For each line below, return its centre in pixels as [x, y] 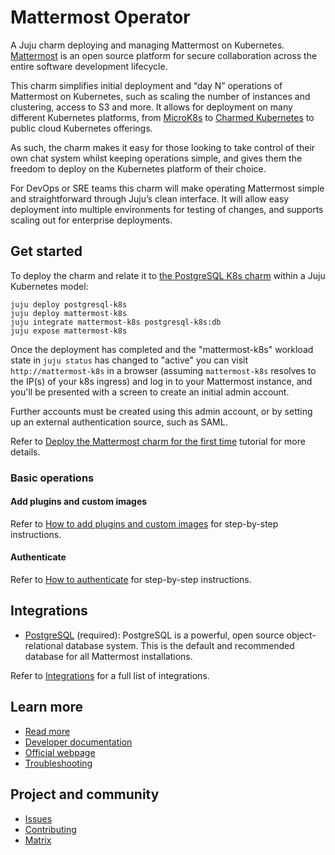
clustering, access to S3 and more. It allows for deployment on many [151, 107]
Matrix [38, 840]
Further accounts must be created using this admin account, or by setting [161, 411]
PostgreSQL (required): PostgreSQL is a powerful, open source [154, 635]
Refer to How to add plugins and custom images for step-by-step [144, 523]
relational [44, 645]
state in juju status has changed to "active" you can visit [129, 360]
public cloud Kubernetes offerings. [81, 128]
